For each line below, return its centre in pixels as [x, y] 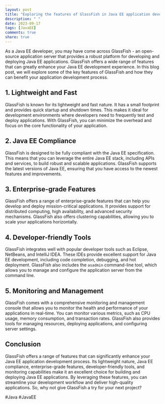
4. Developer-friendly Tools [48, 237]
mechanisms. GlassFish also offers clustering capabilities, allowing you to [80, 217]
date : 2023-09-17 [23, 23]
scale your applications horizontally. [41, 222]
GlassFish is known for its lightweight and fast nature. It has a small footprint [82, 104]
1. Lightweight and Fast [41, 93]
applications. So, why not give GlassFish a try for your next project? [73, 387]
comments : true [21, 32]
